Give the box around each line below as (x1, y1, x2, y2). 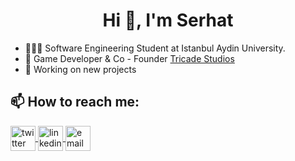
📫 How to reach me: (10, 94, 140, 111)
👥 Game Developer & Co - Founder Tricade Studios (24, 52, 235, 64)
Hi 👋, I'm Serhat (102, 9, 234, 32)
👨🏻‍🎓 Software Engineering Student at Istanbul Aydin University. (24, 42, 286, 54)
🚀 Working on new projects (24, 63, 137, 75)
